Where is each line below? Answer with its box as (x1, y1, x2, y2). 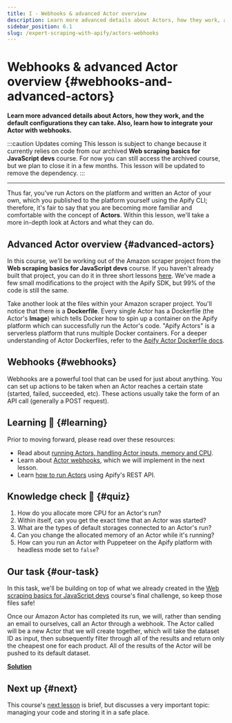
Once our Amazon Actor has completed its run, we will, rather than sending (7, 612, 221, 621)
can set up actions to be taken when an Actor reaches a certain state (7, 382, 204, 390)
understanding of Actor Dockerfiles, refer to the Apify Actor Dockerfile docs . (7, 336, 225, 345)
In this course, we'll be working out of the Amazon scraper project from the (7, 257, 221, 265)
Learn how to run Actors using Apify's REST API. (17, 470, 155, 479)
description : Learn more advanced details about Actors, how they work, (7, 17, 221, 24)
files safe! (7, 599, 35, 607)
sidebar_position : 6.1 (7, 23, 72, 30)
